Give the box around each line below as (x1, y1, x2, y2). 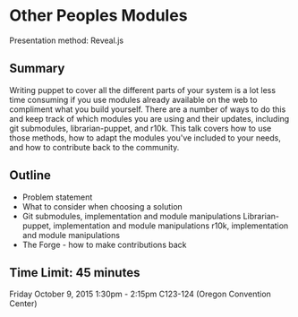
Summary (9, 61, 65, 76)
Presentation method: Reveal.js (9, 35, 123, 46)
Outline (9, 167, 51, 184)
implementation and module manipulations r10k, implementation (53, 220, 289, 231)
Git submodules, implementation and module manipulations (21, 210, 242, 221)
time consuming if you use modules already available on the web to (9, 94, 258, 105)
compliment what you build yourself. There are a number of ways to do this (9, 104, 286, 115)
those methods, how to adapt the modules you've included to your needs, (9, 132, 282, 143)
